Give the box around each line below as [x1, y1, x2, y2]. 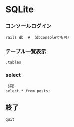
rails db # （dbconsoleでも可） [5, 35, 71, 40]
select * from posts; [5, 89, 51, 94]
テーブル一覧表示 [5, 48, 46, 55]
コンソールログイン [5, 23, 52, 30]
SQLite [5, 4, 34, 15]
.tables [5, 60, 22, 65]
